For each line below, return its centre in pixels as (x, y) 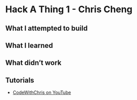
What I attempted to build (47, 28)
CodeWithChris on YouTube (42, 92)
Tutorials (20, 80)
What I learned (29, 45)
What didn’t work (33, 63)
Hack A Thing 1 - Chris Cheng (69, 9)
